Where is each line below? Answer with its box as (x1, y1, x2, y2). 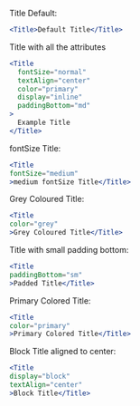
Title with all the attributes (9, 41, 107, 53)
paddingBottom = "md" (17, 101, 91, 111)
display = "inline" (17, 92, 83, 102)
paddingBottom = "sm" (9, 270, 83, 279)
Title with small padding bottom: (9, 245, 129, 255)
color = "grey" (9, 219, 59, 229)
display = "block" (9, 372, 70, 382)
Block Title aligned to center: (9, 346, 117, 357)
